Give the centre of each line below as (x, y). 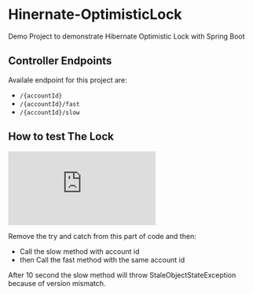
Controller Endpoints (60, 61)
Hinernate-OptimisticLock (95, 15)
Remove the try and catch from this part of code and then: (102, 236)
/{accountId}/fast (49, 104)
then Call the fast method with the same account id (102, 259)
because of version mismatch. (57, 283)
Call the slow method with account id (79, 251)
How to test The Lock (61, 136)
